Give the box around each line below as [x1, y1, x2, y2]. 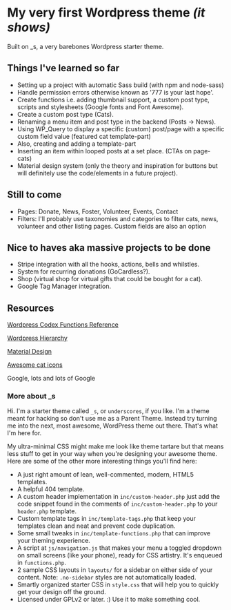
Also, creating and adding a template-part [17, 140, 137, 148]
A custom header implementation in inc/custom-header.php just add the [17, 493, 221, 501]
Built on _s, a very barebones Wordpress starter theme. [7, 42, 164, 50]
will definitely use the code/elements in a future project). [17, 169, 178, 177]
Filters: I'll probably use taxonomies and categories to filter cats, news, [17, 214, 219, 222]
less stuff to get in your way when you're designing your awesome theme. [7, 450, 217, 458]
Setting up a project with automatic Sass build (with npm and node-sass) [17, 81, 224, 89]
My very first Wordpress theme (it [7, 5, 205, 21]
